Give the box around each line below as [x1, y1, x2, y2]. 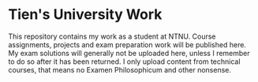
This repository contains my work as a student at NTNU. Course [8, 32, 216, 41]
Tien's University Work [8, 6, 163, 24]
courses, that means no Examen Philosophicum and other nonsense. [8, 65, 231, 74]
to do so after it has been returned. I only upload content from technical [8, 57, 241, 66]
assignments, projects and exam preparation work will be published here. [8, 39, 247, 49]
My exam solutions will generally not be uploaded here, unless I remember [8, 48, 250, 58]
